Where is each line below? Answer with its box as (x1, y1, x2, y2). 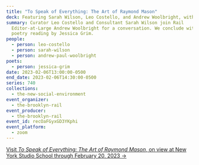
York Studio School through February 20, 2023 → (6, 152, 127, 159)
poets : (6, 58, 23, 64)
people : (6, 36, 25, 42)
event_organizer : (6, 96, 49, 102)
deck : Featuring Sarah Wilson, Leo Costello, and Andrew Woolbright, (6, 14, 182, 20)
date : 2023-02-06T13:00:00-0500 (6, 69, 86, 75)
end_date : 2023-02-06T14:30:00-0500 (6, 75, 97, 80)
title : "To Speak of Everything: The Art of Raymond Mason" (6, 8, 158, 15)
